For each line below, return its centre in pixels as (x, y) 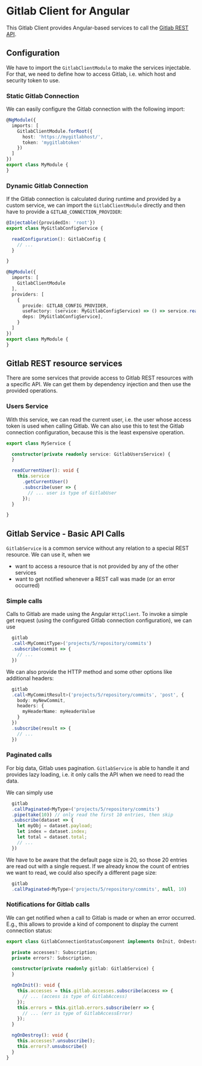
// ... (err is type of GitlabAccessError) (78, 1013)
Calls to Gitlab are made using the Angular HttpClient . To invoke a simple (97, 614)
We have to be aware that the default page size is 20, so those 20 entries (97, 860)
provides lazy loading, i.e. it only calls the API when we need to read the (95, 774)
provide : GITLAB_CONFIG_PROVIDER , (66, 306)
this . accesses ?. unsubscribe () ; (56, 1041)
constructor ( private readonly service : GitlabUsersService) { (91, 454)
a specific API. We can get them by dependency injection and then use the (99, 384)
